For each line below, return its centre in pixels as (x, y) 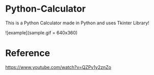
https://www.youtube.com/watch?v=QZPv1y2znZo (58, 67)
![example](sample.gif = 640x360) (42, 32)
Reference (28, 53)
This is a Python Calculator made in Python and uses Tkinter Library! (77, 23)
